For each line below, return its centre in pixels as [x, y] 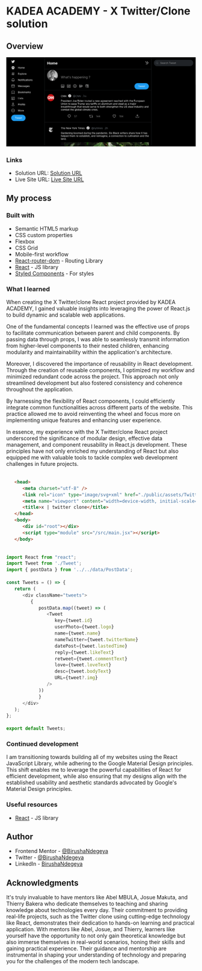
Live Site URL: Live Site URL [49, 179]
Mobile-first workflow [42, 254]
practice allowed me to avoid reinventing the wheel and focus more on [93, 414]
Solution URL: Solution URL [48, 173]
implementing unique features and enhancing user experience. [84, 420]
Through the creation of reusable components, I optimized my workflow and [100, 370]
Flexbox [25, 241]
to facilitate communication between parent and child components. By [93, 333]
